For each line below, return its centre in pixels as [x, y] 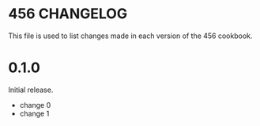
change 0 [35, 105]
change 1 [34, 113]
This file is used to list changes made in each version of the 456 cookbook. [130, 36]
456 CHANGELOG [68, 14]
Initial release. [31, 90]
